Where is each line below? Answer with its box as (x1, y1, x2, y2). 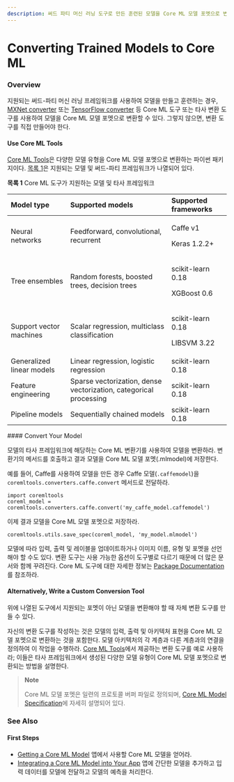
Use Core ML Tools (7, 139, 63, 147)
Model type (10, 200, 50, 210)
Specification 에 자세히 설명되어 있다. (24, 698, 125, 707)
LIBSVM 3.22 (171, 338, 215, 348)
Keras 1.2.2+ (171, 239, 214, 249)
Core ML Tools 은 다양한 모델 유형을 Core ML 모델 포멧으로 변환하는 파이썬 (7, 155, 211, 164)
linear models (10, 365, 56, 375)
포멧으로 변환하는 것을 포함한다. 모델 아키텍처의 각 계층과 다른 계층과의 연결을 (14, 635, 225, 644)
